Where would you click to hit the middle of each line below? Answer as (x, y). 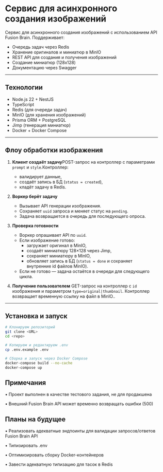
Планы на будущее (35, 419)
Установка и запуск (36, 316)
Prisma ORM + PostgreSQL (39, 120)
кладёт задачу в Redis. (43, 187)
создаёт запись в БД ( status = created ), (61, 182)
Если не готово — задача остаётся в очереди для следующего (84, 271)
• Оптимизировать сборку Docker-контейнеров (55, 455)
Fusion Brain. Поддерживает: (35, 38)
